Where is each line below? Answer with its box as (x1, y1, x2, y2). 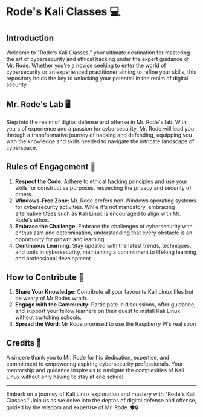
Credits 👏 (6, 338, 42, 348)
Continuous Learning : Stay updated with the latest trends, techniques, (14, 242, 192, 249)
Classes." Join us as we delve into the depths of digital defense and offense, (6, 397, 197, 404)
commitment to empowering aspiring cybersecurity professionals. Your (6, 360, 183, 367)
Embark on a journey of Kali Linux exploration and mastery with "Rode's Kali (6, 390, 196, 398)
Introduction (6, 33, 54, 43)
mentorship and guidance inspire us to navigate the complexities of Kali (6, 367, 184, 374)
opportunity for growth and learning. (14, 235, 106, 242)
